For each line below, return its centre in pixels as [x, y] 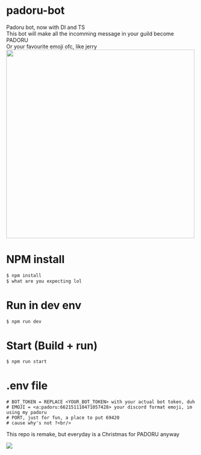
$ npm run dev [24, 321]
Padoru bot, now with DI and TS [46, 27]
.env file [27, 386]
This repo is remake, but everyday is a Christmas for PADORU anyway [93, 434]
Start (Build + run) [52, 345]
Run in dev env [44, 305]
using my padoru [26, 413]
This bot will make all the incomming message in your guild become [90, 33]
